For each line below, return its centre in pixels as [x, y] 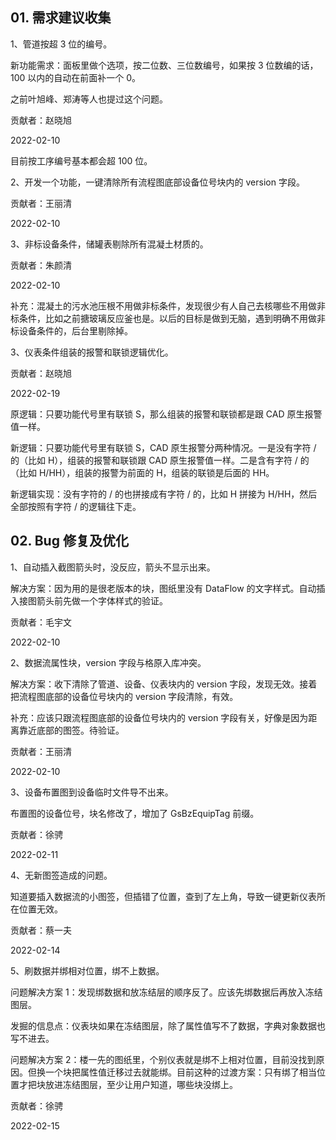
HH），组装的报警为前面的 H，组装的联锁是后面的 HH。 [161, 472]
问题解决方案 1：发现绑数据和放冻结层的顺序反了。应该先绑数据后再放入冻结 [166, 992]
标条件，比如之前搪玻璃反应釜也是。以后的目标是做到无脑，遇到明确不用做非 [168, 318]
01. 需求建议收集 [61, 18]
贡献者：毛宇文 [41, 622]
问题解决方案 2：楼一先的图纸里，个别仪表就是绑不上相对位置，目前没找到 [163, 1059]
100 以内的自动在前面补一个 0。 [76, 77]
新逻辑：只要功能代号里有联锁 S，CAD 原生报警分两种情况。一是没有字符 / [163, 447]
